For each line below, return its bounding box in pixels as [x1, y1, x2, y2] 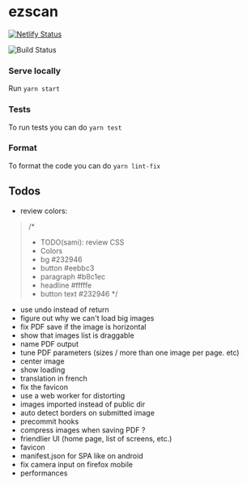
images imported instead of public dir [19, 399, 146, 409]
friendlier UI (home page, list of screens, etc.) [19, 433, 172, 443]
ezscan [8, 2, 59, 21]
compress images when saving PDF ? [19, 424, 146, 435]
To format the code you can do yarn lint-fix [8, 160, 160, 170]
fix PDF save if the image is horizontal [19, 322, 147, 331]
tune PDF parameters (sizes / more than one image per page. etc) [19, 347, 240, 357]
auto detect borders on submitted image [19, 407, 155, 417]
